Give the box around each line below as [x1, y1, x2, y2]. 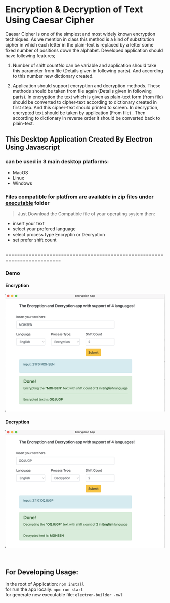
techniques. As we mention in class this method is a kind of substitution [5, 36, 154, 42]
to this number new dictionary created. [12, 73, 94, 79]
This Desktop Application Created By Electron [5, 135, 153, 144]
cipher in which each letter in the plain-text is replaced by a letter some [5, 41, 154, 48]
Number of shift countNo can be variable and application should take [12, 62, 157, 68]
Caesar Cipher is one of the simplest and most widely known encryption [5, 31, 156, 37]
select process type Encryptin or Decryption [12, 231, 105, 237]
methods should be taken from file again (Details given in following [12, 88, 152, 94]
